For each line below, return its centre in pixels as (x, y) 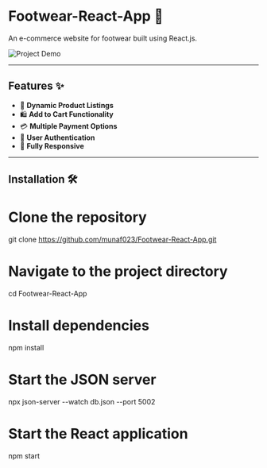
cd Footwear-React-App (48, 294)
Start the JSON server (82, 380)
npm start (24, 455)
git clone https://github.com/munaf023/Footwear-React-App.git (112, 240)
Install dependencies (79, 326)
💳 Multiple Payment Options (68, 126)
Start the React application (98, 434)
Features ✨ (36, 86)
